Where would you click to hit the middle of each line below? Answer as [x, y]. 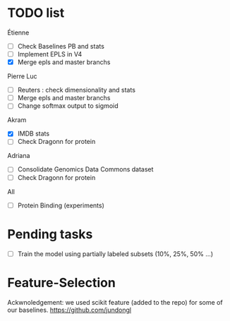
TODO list [36, 13]
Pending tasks [50, 234]
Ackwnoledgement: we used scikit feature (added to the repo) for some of [115, 302]
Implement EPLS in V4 [50, 54]
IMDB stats [34, 134]
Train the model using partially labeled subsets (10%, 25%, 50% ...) [115, 254]
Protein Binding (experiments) [61, 205]
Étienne [18, 32]
